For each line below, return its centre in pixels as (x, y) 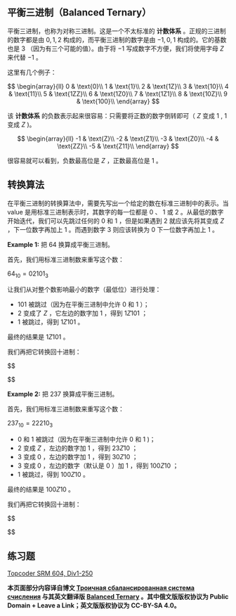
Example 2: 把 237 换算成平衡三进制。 (63, 394)
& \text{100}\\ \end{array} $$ (118, 101)
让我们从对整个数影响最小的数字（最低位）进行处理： (84, 290)
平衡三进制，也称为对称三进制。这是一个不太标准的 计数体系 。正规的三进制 (117, 31)
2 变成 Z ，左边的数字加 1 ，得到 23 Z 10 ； (78, 448)
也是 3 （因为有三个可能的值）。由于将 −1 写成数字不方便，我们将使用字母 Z (116, 49)
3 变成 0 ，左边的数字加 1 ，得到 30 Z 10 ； (78, 457)
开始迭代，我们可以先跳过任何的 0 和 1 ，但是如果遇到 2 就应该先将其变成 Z (116, 221)
